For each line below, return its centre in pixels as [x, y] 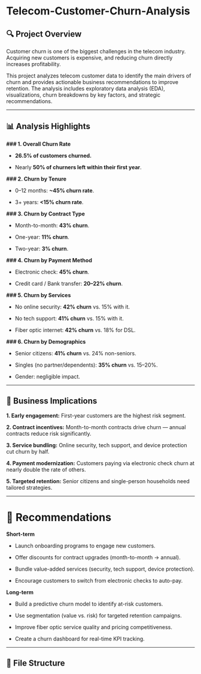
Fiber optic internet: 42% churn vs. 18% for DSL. [75, 330]
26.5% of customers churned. [53, 155]
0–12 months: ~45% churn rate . [54, 190]
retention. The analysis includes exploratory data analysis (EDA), [86, 89]
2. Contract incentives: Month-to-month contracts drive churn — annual [96, 427]
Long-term [20, 592]
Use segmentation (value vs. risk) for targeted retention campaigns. [98, 615]
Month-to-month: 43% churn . [52, 225]
